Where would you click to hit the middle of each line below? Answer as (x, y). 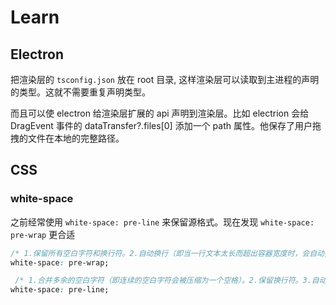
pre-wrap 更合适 (43, 234)
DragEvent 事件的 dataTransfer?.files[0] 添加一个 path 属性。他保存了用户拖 (166, 125)
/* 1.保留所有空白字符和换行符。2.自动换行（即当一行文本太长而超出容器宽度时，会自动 (167, 253)
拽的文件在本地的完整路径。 (67, 138)
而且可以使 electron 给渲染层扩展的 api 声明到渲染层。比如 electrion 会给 (160, 113)
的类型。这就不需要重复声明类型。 (80, 92)
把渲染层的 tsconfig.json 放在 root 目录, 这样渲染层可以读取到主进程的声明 (165, 79)
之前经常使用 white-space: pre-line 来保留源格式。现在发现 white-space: (162, 222)
